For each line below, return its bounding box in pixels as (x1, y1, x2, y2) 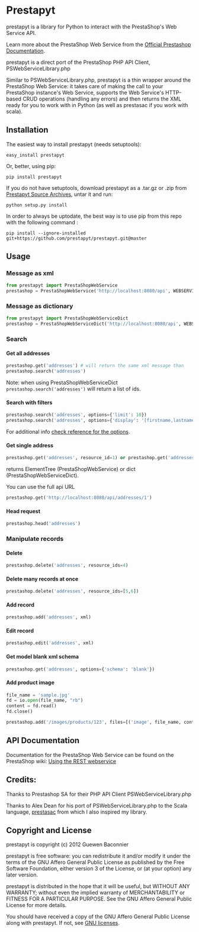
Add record (6, 601, 34, 608)
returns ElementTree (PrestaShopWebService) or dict (6, 466, 136, 473)
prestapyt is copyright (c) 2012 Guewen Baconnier (6, 841, 129, 848)
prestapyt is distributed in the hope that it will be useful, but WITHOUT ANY (6, 883, 191, 890)
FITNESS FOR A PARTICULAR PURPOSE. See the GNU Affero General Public (6, 895, 192, 902)
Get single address (6, 441, 54, 449)
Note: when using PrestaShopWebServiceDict (6, 379, 118, 386)
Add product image (6, 679, 54, 686)
